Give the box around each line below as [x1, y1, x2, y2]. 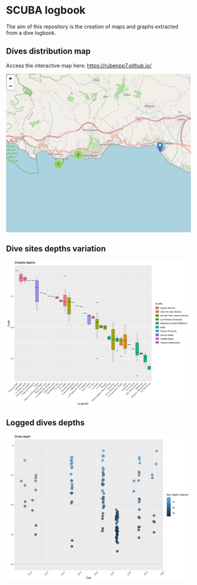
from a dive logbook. [6, 29, 56, 36]
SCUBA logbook [6, 4, 86, 17]
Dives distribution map [6, 46, 91, 56]
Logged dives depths [6, 418, 85, 428]
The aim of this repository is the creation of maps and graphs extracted [6, 23, 179, 30]
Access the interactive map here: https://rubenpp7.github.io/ [6, 62, 152, 69]
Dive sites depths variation [6, 244, 106, 254]
